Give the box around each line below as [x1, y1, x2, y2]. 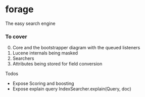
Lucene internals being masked [12, 50, 78, 56]
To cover [5, 33, 27, 40]
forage [5, 4, 34, 15]
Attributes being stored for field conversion [12, 61, 103, 67]
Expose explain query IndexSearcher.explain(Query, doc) [12, 86, 131, 92]
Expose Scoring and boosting [12, 80, 74, 87]
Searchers [12, 55, 34, 61]
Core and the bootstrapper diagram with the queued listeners [12, 45, 140, 51]
